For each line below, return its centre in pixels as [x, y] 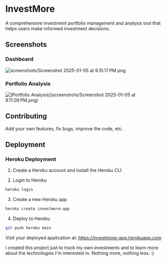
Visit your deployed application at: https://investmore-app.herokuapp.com [83, 238]
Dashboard [19, 59]
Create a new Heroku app [40, 200]
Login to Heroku [30, 180]
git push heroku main [28, 228]
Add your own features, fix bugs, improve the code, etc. [64, 128]
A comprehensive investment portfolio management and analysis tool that [83, 23]
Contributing [26, 116]
